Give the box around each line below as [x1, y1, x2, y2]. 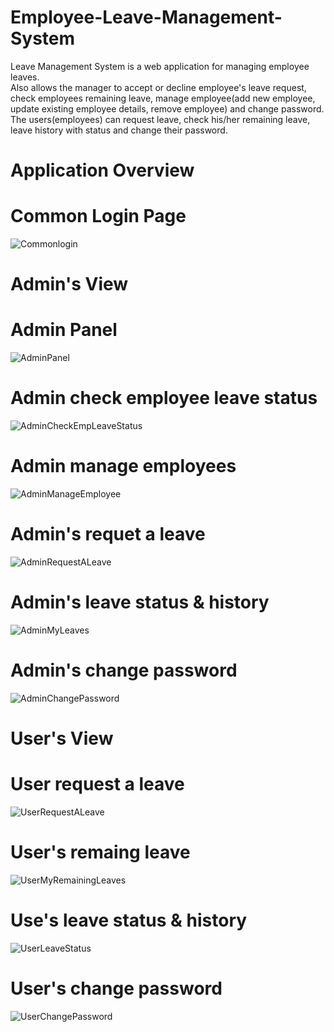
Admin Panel [10, 319, 118, 341]
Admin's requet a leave [10, 523, 206, 546]
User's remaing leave [10, 841, 191, 864]
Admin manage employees [10, 455, 237, 478]
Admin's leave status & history [10, 591, 270, 614]
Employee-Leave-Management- [10, 6, 283, 29]
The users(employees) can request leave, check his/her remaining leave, [10, 113, 311, 125]
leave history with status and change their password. [10, 124, 228, 136]
